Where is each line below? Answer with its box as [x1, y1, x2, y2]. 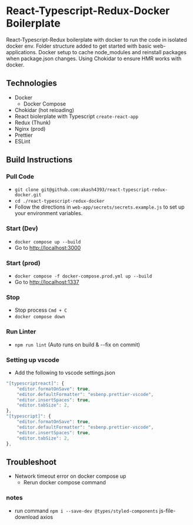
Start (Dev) [6, 224, 38, 233]
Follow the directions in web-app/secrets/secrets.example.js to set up [14, 203, 185, 210]
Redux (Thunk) [14, 119, 51, 126]
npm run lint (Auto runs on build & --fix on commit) [14, 341, 140, 348]
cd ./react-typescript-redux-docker [14, 199, 105, 204]
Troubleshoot [6, 457, 57, 467]
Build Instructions [6, 155, 73, 165]
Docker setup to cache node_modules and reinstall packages [38, 48, 187, 55]
